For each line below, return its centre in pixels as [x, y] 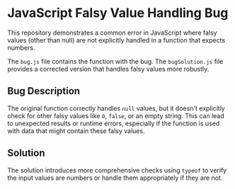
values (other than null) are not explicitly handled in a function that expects [116, 40]
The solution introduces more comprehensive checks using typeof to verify [117, 170]
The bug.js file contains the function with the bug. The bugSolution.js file [115, 61]
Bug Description [44, 91]
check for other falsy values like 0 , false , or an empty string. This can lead [116, 115]
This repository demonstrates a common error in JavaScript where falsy [112, 33]
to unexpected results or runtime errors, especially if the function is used [114, 123]
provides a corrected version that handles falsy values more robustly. [108, 69]
